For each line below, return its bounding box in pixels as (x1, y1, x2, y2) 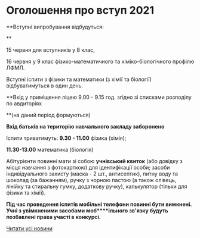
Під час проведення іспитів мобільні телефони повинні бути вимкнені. (6, 201, 192, 208)
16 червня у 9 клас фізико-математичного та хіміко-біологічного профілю (6, 58, 195, 65)
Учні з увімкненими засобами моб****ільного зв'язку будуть (6, 206, 168, 214)
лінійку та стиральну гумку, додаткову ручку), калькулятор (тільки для (6, 183, 187, 190)
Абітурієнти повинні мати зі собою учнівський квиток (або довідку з (6, 157, 183, 164)
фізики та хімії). (6, 189, 46, 196)
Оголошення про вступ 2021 (6, 4, 155, 17)
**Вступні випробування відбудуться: (6, 23, 104, 30)
